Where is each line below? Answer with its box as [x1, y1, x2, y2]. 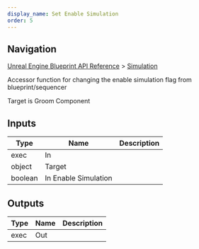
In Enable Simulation [45, 173, 113, 183]
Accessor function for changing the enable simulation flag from [7, 76, 193, 84]
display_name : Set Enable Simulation [7, 10, 119, 18]
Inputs [7, 117, 37, 129]
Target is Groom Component [7, 97, 91, 105]
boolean [11, 173, 38, 183]
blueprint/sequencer [7, 83, 67, 92]
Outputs [7, 197, 45, 209]
